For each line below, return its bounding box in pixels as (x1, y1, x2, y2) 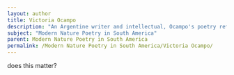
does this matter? (7, 62, 57, 69)
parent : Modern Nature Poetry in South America (7, 36, 148, 43)
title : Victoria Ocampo (7, 17, 77, 24)
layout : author (7, 10, 52, 17)
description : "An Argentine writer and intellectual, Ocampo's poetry (7, 23, 217, 30)
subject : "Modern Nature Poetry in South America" (7, 29, 157, 37)
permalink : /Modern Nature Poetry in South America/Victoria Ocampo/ (7, 42, 214, 49)
